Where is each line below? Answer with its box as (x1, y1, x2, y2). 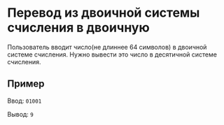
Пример (7, 78, 45, 90)
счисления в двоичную (7, 20, 150, 36)
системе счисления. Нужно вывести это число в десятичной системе (7, 50, 217, 59)
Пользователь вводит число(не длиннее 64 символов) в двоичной (7, 43, 207, 51)
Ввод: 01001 (7, 96, 42, 105)
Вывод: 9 (7, 110, 34, 118)
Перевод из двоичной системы (7, 5, 200, 21)
